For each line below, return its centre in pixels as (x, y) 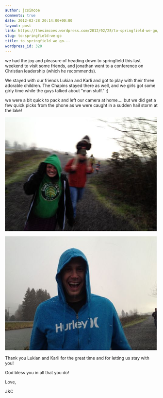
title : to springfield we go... (38, 41)
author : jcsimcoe (23, 10)
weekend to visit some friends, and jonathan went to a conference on (74, 66)
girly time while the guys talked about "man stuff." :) (57, 90)
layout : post (18, 26)
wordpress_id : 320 (24, 46)
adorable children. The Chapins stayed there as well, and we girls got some (80, 86)
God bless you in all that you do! (37, 372)
